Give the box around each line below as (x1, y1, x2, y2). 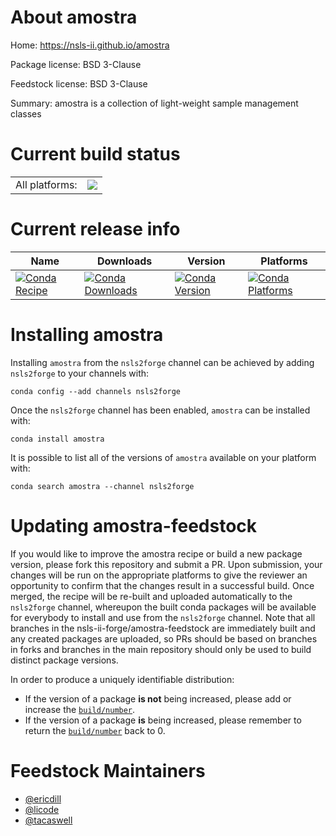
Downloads (96, 254, 153, 268)
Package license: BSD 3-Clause (10, 58, 142, 70)
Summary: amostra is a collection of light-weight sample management (10, 97, 299, 109)
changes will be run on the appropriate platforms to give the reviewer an (10, 569, 308, 581)
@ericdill (24, 792, 62, 805)
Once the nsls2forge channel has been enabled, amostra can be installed (10, 404, 311, 416)
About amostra (10, 6, 138, 29)
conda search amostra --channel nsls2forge (10, 481, 195, 491)
